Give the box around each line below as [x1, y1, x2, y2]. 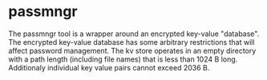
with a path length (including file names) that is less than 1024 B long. [8, 54, 238, 64]
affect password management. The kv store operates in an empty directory [8, 46, 257, 55]
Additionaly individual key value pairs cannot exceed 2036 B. [8, 62, 210, 72]
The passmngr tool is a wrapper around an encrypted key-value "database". [8, 29, 260, 38]
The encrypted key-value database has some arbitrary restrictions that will [8, 37, 255, 46]
